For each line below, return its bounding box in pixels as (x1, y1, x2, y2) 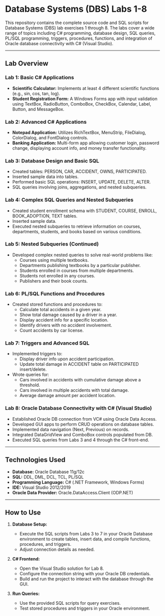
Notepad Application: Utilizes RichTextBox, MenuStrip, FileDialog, (12, 129, 146, 135)
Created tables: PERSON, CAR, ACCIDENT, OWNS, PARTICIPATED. (12, 168, 147, 175)
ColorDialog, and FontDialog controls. (12, 134, 88, 140)
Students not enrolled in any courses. (19, 272, 95, 278)
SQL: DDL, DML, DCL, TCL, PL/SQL (12, 474, 84, 480)
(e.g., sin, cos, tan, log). (12, 90, 60, 96)
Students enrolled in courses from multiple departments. (19, 268, 134, 273)
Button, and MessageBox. (12, 106, 65, 112)
